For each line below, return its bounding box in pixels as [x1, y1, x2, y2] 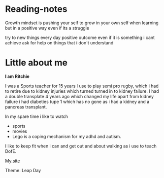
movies [12, 128, 27, 134]
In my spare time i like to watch [5, 113, 68, 119]
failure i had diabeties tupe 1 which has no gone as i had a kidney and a [5, 99, 150, 105]
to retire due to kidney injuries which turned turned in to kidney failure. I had [5, 88, 159, 94]
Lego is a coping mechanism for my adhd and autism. [12, 133, 122, 139]
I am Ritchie [5, 73, 30, 79]
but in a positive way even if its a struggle [5, 25, 90, 31]
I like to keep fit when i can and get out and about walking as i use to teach [5, 143, 157, 149]
